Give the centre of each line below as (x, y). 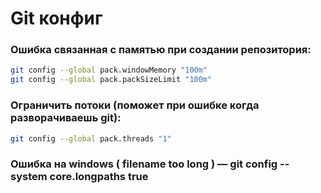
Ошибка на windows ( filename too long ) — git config (144, 164)
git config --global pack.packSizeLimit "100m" (111, 80)
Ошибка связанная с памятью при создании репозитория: (161, 50)
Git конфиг (56, 18)
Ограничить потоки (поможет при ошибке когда (135, 105)
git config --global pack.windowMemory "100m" (109, 70)
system (29, 177)
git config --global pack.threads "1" (91, 138)
